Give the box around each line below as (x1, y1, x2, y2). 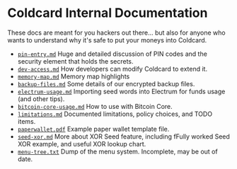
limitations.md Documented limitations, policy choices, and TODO (17, 110, 213, 118)
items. (17, 117, 36, 125)
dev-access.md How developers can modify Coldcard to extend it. (17, 64, 207, 73)
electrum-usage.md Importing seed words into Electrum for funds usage (17, 87, 226, 95)
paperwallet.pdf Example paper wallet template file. (17, 124, 170, 133)
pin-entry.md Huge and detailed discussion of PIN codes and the (17, 49, 207, 58)
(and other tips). (17, 94, 65, 103)
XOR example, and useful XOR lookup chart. (17, 139, 146, 148)
